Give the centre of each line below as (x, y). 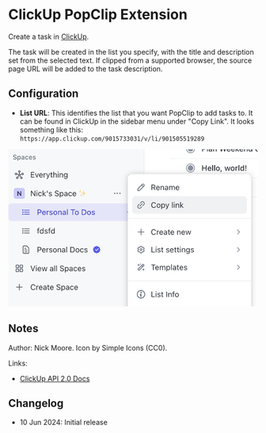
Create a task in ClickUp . (49, 36)
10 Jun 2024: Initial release (64, 423)
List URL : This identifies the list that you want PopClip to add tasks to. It (136, 113)
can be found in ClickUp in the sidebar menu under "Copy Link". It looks (137, 121)
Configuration (44, 94)
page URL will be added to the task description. (85, 68)
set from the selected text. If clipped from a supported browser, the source (130, 60)
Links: (18, 363)
